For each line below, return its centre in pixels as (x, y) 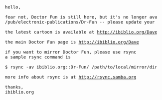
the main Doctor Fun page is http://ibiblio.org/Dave (72, 42)
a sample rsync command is (38, 57)
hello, (13, 7)
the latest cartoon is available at (50, 32)
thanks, (14, 87)
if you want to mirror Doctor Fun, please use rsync (71, 52)
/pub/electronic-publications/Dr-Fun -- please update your (80, 22)
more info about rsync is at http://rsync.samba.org (71, 77)
